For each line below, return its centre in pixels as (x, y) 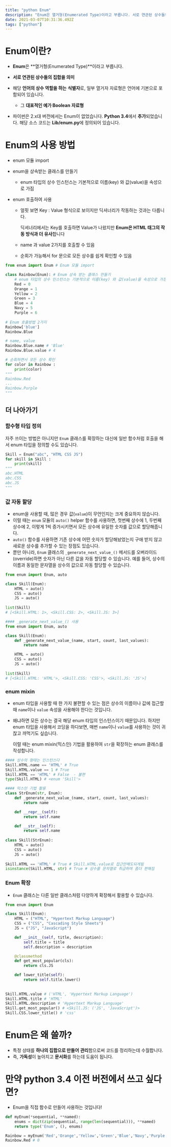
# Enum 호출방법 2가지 (26, 322)
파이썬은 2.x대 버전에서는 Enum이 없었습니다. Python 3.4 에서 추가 (79, 116)
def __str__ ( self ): (35, 826)
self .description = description (58, 947)
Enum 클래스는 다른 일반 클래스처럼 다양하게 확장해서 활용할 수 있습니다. (83, 895)
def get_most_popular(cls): (44, 961)
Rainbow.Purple (21, 388)
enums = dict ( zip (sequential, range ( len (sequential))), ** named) (85, 1121)
